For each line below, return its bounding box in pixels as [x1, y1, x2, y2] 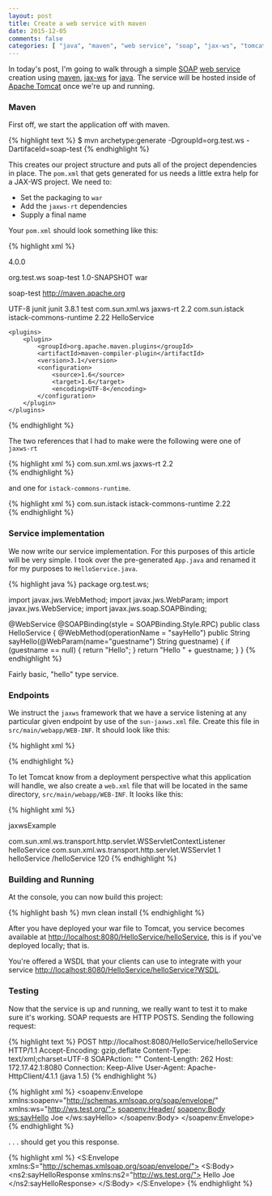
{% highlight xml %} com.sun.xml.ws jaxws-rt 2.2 [8, 459, 174, 469]
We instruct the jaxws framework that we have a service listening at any [8, 708, 247, 717]
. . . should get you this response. [8, 1137, 120, 1147]
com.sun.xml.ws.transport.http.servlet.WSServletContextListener [8, 836, 226, 846]
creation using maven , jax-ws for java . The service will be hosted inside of [8, 73, 257, 83]
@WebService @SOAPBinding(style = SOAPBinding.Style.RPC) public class [8, 619, 261, 628]
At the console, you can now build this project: [8, 892, 164, 902]
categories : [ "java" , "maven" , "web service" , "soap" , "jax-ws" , [8, 42, 237, 50]
